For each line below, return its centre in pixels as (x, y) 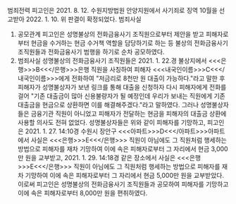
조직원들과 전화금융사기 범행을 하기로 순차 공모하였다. (91, 52)
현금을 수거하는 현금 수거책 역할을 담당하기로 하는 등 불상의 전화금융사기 (130, 43)
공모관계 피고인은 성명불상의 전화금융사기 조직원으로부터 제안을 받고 (111, 34)
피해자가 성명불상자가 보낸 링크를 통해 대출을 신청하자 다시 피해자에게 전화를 (122, 87)
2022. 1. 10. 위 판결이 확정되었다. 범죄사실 (84, 19)
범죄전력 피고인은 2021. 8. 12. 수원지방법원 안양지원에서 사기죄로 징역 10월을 (112, 10)
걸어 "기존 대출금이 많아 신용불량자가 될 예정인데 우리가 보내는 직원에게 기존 (121, 96)
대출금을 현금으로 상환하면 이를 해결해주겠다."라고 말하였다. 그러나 (108, 105)
